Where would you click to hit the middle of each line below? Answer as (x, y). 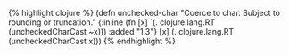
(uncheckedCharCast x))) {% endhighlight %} (92, 41)
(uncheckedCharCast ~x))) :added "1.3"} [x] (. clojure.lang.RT (121, 31)
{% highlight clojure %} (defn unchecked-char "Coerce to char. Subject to (144, 13)
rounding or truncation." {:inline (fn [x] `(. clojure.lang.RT (112, 22)
